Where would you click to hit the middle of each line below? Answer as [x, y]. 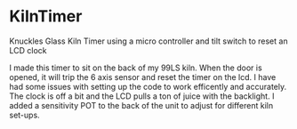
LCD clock [28, 50]
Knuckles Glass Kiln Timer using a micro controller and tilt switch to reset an [148, 41]
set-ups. [24, 115]
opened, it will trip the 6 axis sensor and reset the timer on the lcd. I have [143, 77]
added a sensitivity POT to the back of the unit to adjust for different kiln [141, 105]
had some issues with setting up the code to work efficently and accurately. [148, 86]
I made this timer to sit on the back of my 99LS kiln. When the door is [136, 68]
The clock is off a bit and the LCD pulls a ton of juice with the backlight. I [142, 96]
